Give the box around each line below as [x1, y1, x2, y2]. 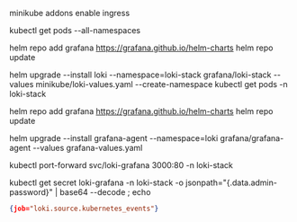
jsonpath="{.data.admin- [185, 177, 277, 188]
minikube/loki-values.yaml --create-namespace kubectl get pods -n [35, 79, 288, 89]
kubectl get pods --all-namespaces [9, 25, 141, 35]
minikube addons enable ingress [9, 8, 130, 18]
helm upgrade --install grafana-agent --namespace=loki [9, 133, 219, 143]
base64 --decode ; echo [59, 187, 151, 197]
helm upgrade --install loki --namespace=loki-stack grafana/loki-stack [9, 69, 272, 80]
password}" [9, 187, 54, 197]
